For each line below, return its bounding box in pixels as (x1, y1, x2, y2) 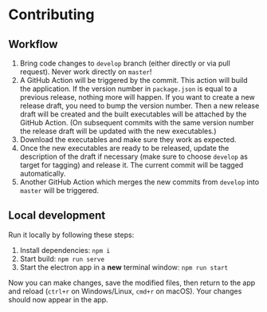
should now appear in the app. (8, 294, 109, 304)
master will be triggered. (19, 186, 100, 195)
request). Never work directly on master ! (19, 67, 152, 77)
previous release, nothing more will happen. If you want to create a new (19, 93, 255, 101)
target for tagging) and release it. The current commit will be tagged (19, 160, 244, 169)
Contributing (8, 6, 95, 24)
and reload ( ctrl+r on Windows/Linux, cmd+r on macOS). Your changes (8, 286, 242, 296)
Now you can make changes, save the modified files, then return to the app (8, 278, 256, 287)
